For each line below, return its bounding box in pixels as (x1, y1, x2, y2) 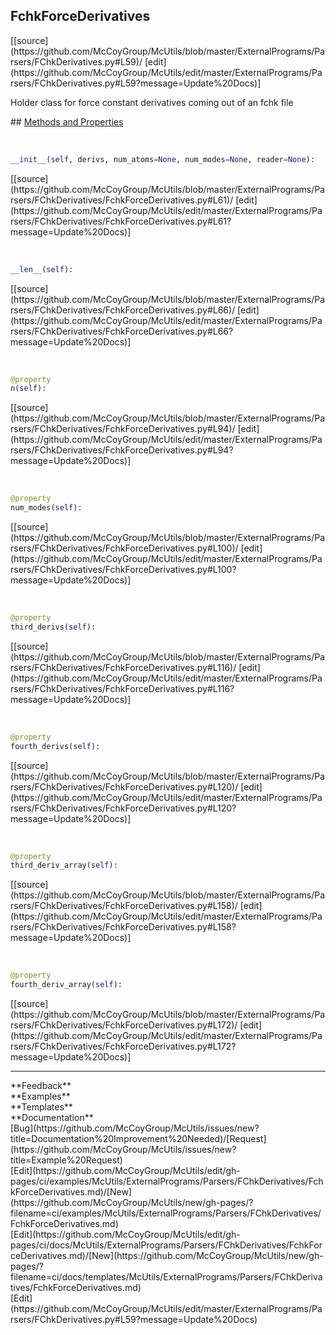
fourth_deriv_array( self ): (10, 980, 123, 990)
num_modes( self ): (10, 503, 83, 513)
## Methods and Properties (10, 115, 124, 128)
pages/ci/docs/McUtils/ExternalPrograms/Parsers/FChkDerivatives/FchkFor (10, 1239, 323, 1251)
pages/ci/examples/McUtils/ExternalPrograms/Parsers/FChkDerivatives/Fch (10, 1175, 324, 1188)
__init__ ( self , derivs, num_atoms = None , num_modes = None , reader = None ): (10, 154, 315, 164)
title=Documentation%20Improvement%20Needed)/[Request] (10, 1133, 267, 1145)
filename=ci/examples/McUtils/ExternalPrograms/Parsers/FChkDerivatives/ (10, 1207, 322, 1219)
